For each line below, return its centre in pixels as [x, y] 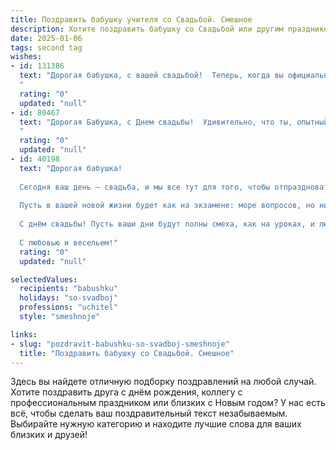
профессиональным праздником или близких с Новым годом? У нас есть [168, 403]
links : [24, 334]
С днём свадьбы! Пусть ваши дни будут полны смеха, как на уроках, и [167, 224]
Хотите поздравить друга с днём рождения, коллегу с [126, 392]
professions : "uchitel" [68, 307]
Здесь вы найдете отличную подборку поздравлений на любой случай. [163, 382]
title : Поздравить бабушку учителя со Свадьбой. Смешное [131, 19]
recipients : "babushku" [68, 289]
